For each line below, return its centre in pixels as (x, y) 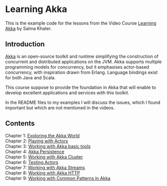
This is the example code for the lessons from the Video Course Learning (81, 23)
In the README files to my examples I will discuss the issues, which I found (83, 102)
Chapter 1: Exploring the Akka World (43, 135)
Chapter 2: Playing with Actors (37, 141)
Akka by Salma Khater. (28, 28)
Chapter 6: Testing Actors (32, 162)
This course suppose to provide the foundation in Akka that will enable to (81, 87)
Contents (20, 124)
